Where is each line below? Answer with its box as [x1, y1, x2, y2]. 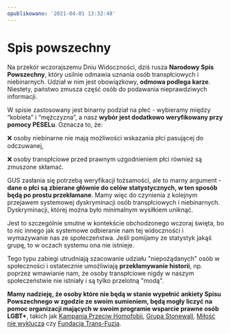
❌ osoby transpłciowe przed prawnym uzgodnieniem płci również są [7, 155, 203, 163]
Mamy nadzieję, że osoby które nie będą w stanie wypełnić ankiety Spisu [7, 290, 221, 298]
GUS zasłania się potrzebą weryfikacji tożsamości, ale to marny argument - [7, 176, 222, 184]
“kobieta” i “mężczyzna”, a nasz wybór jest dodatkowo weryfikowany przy [7, 113, 223, 121]
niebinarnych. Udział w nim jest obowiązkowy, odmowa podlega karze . [7, 77, 211, 86]
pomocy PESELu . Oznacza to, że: [7, 120, 103, 129]
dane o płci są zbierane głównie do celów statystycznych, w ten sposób [7, 183, 218, 192]
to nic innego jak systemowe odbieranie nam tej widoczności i [7, 226, 184, 234]
